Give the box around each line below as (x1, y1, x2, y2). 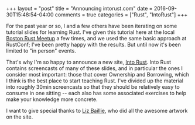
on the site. (6, 113, 33, 120)
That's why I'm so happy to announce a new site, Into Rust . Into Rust (6, 58, 172, 65)
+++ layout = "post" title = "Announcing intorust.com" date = (6, 5, 153, 12)
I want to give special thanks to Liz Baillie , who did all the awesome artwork (6, 107, 188, 114)
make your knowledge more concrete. (6, 96, 98, 103)
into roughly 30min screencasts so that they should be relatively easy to (6, 84, 180, 90)
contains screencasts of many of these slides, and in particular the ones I (6, 65, 183, 72)
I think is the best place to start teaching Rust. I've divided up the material (6, 77, 183, 84)
